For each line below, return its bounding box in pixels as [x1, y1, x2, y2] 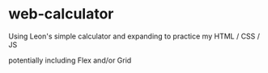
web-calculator [8, 5, 114, 23]
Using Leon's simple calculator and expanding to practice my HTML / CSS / [8, 31, 261, 41]
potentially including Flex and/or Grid [8, 55, 132, 65]
